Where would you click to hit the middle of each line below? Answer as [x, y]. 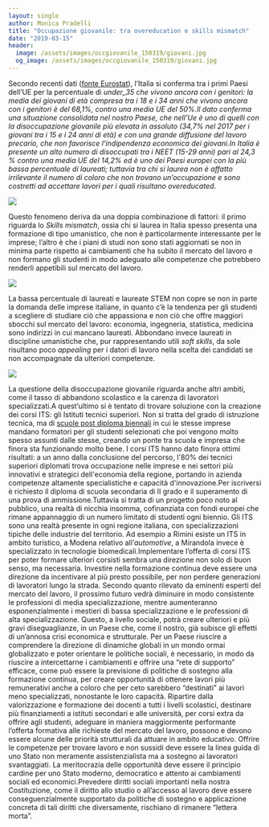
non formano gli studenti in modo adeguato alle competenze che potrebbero [134, 259]
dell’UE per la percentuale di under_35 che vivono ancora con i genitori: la [131, 92]
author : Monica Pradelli [50, 23]
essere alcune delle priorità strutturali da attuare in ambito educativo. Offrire [134, 739]
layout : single [34, 16]
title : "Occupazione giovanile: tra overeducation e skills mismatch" [129, 31]
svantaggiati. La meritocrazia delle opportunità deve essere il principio [124, 764]
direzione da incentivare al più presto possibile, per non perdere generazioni [134, 576]
